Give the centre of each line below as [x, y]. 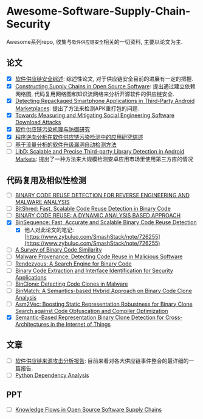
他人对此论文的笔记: [49, 230]
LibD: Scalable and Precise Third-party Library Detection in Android [100, 152]
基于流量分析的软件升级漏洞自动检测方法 [66, 145]
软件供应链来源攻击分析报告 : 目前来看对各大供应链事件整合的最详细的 [102, 361]
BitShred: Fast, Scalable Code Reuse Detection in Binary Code [93, 209]
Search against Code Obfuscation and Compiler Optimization [91, 311]
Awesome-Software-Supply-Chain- [98, 11]
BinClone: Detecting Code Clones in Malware [71, 284]
